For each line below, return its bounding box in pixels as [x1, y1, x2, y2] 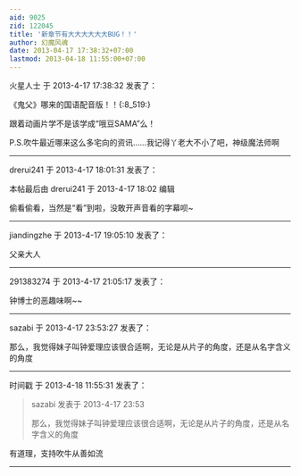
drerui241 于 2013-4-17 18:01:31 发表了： [9, 164, 158, 175]
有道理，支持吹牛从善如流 [9, 448, 104, 458]
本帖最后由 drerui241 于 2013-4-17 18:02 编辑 [9, 184, 176, 194]
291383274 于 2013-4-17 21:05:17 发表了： [9, 276, 166, 287]
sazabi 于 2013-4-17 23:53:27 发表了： [9, 322, 152, 333]
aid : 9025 [9, 13, 46, 22]
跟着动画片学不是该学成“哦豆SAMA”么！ [9, 118, 156, 129]
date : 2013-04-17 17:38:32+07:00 [9, 46, 134, 55]
